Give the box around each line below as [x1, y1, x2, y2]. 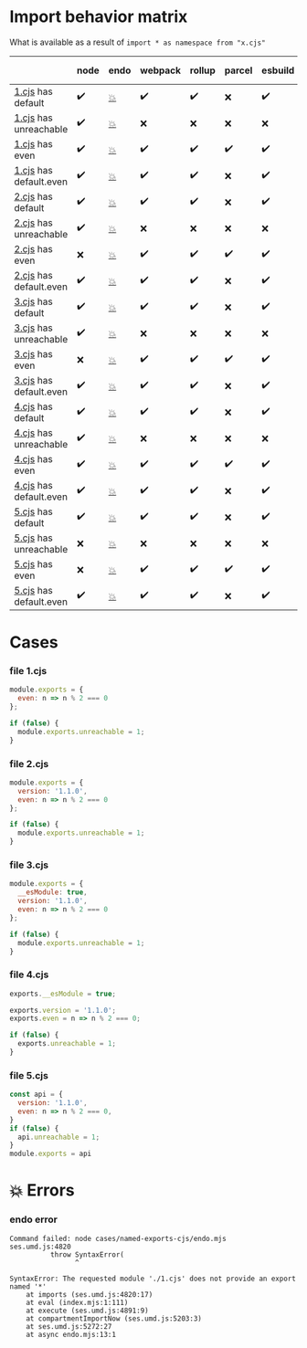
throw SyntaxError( [49, 1249, 125, 1259]
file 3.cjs [9, 858, 49, 871]
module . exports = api [9, 1149, 92, 1159]
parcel [224, 64, 253, 77]
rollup [189, 64, 217, 77]
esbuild [261, 64, 295, 77]
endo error [9, 1213, 58, 1226]
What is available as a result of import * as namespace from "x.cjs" [9, 37, 267, 47]
